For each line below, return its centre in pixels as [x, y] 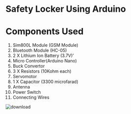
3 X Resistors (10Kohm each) [42, 71]
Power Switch [27, 92]
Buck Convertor [29, 66]
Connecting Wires [31, 97]
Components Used [45, 32]
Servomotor [25, 77]
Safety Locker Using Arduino [66, 9]
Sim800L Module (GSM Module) [45, 45]
